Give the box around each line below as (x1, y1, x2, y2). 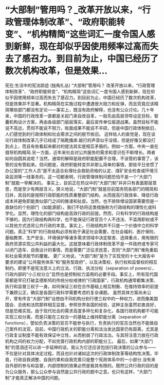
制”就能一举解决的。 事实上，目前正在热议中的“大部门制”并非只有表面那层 (5, 180, 153, 186)
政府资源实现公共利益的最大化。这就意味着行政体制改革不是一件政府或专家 (5, 241, 154, 247)
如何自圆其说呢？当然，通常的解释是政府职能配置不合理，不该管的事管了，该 (5, 155, 159, 161)
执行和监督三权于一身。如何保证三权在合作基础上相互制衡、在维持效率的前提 (5, 283, 159, 289)
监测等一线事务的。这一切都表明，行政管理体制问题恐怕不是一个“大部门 (9, 173, 152, 179)
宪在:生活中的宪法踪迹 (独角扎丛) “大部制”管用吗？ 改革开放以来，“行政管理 (5, 82, 155, 88)
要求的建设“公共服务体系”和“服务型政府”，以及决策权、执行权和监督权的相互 (5, 259, 158, 265)
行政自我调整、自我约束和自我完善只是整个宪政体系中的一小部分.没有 (13, 356, 152, 362)
